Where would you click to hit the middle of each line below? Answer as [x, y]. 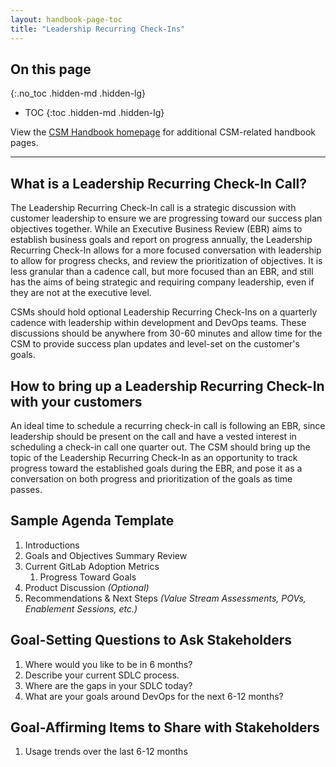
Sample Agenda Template [92, 521]
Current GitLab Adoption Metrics [92, 566]
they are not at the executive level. [81, 293]
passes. [26, 489]
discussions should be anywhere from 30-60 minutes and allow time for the [166, 333]
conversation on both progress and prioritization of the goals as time [151, 478]
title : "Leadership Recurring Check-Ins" [98, 29]
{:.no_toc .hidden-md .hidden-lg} [78, 93]
